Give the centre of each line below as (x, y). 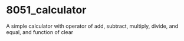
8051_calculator (46, 10)
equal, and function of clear (40, 32)
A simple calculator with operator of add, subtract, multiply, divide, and (92, 26)
